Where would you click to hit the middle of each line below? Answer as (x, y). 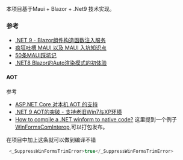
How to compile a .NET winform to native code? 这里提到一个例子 (96, 119)
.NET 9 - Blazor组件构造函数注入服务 (60, 40)
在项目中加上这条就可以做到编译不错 (51, 139)
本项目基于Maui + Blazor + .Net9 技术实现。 (60, 9)
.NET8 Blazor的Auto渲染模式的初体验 (61, 63)
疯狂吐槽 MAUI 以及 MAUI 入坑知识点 (60, 48)
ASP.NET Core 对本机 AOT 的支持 (56, 104)
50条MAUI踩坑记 (36, 56)
